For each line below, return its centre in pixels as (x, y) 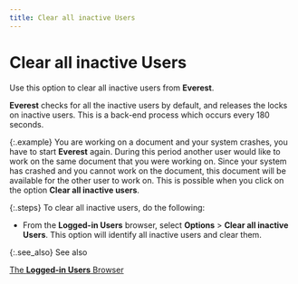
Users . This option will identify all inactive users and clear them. (142, 234)
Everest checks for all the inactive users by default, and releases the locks (149, 105)
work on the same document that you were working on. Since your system (148, 161)
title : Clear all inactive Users (72, 18)
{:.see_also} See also (48, 252)
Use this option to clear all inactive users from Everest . (112, 88)
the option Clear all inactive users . (75, 190)
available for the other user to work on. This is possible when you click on (147, 180)
